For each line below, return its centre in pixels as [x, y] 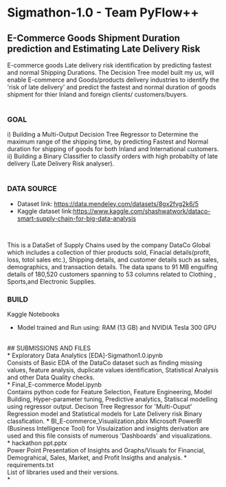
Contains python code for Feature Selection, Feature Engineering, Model [110, 392]
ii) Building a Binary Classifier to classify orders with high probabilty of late [113, 157]
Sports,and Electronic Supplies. [52, 281]
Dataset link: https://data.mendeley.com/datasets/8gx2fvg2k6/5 [108, 203]
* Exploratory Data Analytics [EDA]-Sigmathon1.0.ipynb [85, 355]
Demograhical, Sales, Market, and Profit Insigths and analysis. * [97, 457]
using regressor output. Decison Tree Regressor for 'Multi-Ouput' [100, 406]
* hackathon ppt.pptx [37, 443]
